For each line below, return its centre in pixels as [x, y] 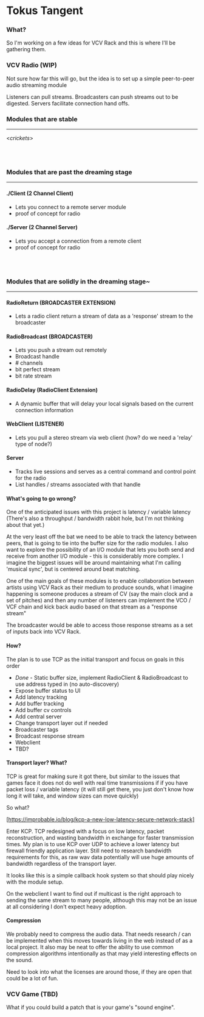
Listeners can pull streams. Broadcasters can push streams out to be [92, 97]
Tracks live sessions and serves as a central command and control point [105, 472]
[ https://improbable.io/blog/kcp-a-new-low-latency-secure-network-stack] [100, 819]
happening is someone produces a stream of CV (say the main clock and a [100, 594]
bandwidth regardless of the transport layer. [61, 863]
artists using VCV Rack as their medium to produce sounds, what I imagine [100, 587]
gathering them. [26, 49]
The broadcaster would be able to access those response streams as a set [100, 625]
